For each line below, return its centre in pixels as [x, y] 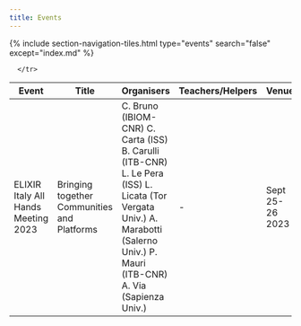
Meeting [31, 218]
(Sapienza [143, 296]
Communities [85, 207]
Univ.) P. [140, 251]
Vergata [138, 207]
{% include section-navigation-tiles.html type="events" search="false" [140, 43]
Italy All [29, 196]
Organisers [146, 91]
